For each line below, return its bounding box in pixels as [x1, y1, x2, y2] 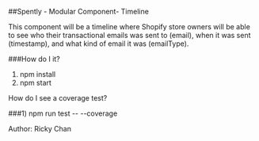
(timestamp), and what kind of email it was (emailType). [8, 39, 189, 48]
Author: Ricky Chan [8, 124, 71, 133]
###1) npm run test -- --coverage [8, 109, 118, 118]
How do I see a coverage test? [8, 93, 108, 102]
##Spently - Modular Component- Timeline [8, 7, 149, 16]
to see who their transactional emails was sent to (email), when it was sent [8, 31, 251, 40]
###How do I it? [8, 55, 61, 63]
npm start [19, 78, 51, 87]
